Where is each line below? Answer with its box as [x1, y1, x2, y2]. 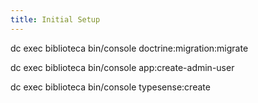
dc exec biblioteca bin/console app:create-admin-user [10, 61, 235, 73]
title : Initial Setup [10, 14, 101, 25]
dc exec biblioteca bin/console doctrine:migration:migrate [10, 42, 249, 54]
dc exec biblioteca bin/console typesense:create [10, 81, 211, 93]
